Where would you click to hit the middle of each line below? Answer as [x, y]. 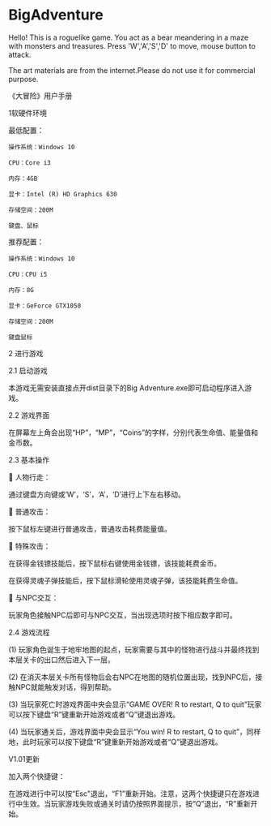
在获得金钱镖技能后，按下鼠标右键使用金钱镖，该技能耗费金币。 [114, 563]
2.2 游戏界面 [29, 415]
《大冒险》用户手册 [40, 96]
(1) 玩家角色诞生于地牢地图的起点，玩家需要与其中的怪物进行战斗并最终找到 [134, 649]
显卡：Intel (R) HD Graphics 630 [63, 194]
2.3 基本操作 [29, 459]
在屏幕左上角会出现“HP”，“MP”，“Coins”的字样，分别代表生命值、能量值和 [133, 432]
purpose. [23, 79]
